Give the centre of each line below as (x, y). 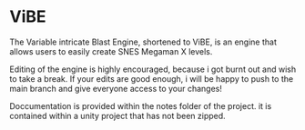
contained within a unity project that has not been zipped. (117, 115)
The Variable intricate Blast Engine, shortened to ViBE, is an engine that (143, 42)
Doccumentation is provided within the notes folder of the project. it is (141, 105)
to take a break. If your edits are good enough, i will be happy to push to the (152, 78)
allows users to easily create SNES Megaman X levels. (111, 51)
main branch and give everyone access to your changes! (116, 88)
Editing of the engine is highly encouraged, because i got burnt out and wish (153, 69)
